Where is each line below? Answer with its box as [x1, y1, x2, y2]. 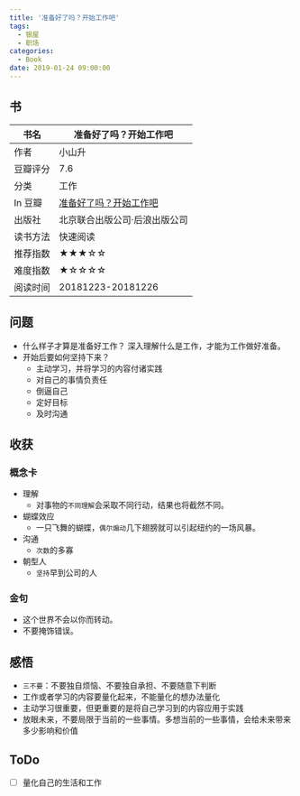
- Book [17, 55, 42, 64]
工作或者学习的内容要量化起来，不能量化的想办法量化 [22, 691, 221, 702]
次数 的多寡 [35, 545, 74, 556]
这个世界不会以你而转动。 [22, 615, 118, 625]
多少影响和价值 [22, 726, 78, 736]
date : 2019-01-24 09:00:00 [9, 64, 111, 73]
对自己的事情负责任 [35, 374, 108, 384]
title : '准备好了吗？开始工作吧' [9, 13, 120, 23]
